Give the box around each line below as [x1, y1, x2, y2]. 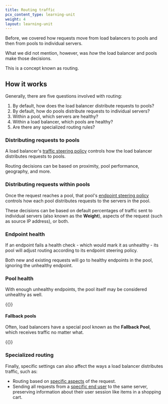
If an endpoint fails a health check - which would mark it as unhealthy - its [5, 242, 159, 248]
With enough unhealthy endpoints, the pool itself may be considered [5, 287, 147, 293]
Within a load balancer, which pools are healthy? [12, 119, 113, 125]
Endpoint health [5, 230, 45, 237]
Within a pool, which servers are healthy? [12, 113, 99, 119]
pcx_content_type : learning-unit [5, 12, 75, 17]
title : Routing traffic [5, 7, 55, 13]
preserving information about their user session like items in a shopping [12, 388, 161, 394]
